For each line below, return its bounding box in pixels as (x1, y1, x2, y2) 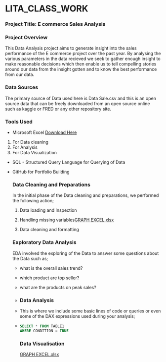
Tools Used (5, 118, 33, 125)
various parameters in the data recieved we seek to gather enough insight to (5, 56, 161, 62)
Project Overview (5, 34, 48, 41)
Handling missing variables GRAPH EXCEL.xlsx (19, 217, 114, 223)
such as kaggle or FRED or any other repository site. (5, 106, 112, 112)
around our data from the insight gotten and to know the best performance (5, 66, 157, 72)
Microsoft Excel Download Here (12, 129, 77, 135)
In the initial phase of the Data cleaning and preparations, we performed (12, 192, 159, 198)
